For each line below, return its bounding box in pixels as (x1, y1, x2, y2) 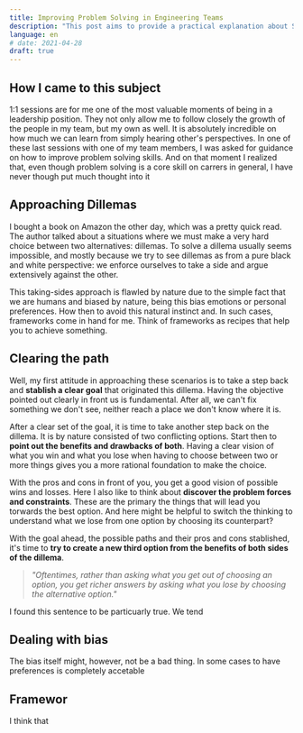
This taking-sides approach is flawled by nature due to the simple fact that (9, 286, 286, 298)
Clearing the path (9, 351, 110, 366)
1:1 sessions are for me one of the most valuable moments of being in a (9, 104, 273, 115)
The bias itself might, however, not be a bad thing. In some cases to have (9, 655, 281, 667)
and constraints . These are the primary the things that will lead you (9, 496, 261, 507)
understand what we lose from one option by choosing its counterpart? (9, 515, 273, 526)
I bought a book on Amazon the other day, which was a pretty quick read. (9, 221, 282, 232)
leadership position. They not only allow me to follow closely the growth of (9, 114, 286, 124)
